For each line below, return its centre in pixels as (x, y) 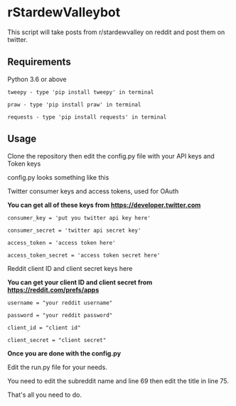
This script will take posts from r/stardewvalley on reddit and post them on (116, 32)
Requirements (39, 62)
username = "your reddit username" (60, 303)
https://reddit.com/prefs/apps (53, 289)
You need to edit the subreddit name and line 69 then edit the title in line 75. (118, 380)
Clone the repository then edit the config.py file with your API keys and (111, 156)
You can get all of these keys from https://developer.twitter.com (104, 205)
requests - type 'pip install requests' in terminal (87, 117)
